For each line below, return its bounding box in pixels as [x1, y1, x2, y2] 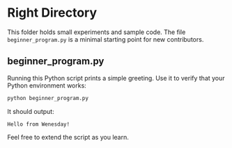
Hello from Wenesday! [7, 120, 70, 128]
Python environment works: [7, 81, 87, 90]
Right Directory [7, 5, 98, 21]
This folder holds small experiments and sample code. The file [7, 28, 186, 36]
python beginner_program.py [7, 94, 89, 101]
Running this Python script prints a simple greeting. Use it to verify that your [7, 74, 225, 82]
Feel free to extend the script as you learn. [7, 133, 129, 141]
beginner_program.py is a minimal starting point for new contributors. [7, 35, 204, 43]
